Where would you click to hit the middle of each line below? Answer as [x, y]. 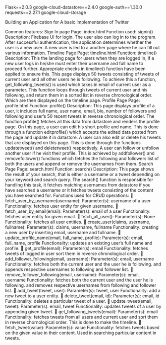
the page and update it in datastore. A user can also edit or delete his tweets [83, 137]
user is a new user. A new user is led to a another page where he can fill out [83, 47]
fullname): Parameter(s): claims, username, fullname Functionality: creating [82, 227]
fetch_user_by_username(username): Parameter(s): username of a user [78, 201]
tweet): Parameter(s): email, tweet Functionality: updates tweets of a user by [83, 306]
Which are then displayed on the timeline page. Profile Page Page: [73, 100]
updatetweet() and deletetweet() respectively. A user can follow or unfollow [82, 148]
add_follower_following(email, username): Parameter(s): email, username [80, 259]
